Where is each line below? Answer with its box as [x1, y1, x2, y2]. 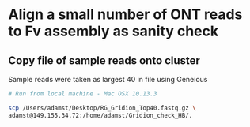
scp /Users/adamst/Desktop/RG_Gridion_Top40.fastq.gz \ [8, 104, 196, 112]
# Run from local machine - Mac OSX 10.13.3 [8, 90, 157, 98]
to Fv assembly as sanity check [8, 22, 219, 40]
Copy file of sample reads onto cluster [8, 54, 200, 67]
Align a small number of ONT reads [8, 6, 243, 24]
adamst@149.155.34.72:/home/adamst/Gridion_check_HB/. [8, 111, 193, 119]
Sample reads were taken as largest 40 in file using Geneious [8, 75, 208, 84]
